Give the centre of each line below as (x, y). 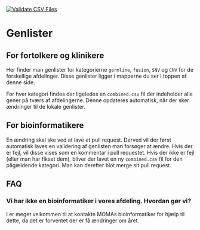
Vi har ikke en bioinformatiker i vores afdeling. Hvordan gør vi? (99, 201)
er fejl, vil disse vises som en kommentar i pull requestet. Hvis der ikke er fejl (100, 152)
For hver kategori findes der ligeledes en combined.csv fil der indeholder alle (99, 94)
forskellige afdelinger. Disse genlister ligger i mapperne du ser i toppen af (96, 76)
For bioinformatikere (45, 125)
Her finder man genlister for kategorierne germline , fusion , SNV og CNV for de (100, 70)
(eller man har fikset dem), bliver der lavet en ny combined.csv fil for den (95, 159)
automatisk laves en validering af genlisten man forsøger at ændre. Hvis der (99, 146)
